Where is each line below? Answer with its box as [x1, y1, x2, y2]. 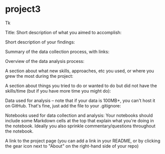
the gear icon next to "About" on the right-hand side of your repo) [5, 143, 139, 149]
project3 [5, 3, 41, 15]
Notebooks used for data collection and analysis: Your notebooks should [5, 112, 153, 118]
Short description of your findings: [5, 39, 75, 45]
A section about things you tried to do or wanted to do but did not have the [5, 83, 157, 89]
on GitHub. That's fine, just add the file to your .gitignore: [5, 103, 121, 108]
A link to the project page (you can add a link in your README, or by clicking [5, 138, 161, 144]
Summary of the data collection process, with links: [5, 49, 110, 54]
